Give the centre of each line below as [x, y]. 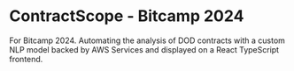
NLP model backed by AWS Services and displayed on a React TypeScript [144, 49]
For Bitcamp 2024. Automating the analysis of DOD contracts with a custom [147, 40]
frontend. [26, 59]
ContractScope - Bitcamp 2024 [127, 16]
